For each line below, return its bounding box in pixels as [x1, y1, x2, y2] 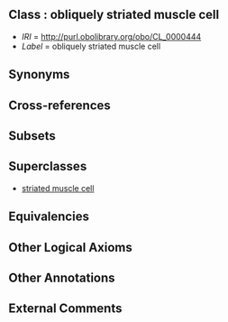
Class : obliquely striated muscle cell [8, 7, 220, 23]
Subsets [8, 128, 56, 143]
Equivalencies [8, 209, 89, 225]
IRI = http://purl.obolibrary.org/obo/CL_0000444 [21, 31, 202, 41]
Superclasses [8, 159, 87, 174]
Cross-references [8, 97, 112, 113]
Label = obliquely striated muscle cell [21, 41, 161, 51]
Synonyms [8, 67, 70, 82]
